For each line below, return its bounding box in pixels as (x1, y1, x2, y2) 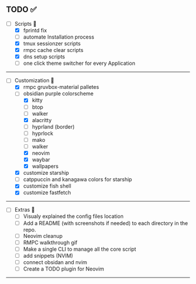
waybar (32, 156, 51, 163)
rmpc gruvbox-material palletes (23, 84, 99, 91)
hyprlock (32, 130, 54, 137)
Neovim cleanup (23, 232, 63, 239)
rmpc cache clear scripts (23, 47, 83, 54)
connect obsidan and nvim (23, 258, 87, 265)
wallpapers (32, 163, 59, 170)
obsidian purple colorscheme (23, 90, 94, 97)
